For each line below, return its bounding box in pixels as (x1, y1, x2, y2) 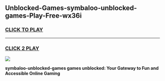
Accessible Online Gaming (5, 70, 60, 76)
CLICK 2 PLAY (5, 45, 39, 52)
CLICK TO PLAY (5, 27, 43, 33)
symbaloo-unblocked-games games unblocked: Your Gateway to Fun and (5, 65, 159, 71)
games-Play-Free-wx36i (5, 12, 82, 20)
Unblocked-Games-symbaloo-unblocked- (5, 4, 137, 12)
